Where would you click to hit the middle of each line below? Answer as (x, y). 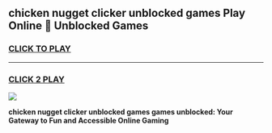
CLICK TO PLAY (40, 49)
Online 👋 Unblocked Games (79, 26)
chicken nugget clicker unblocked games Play (127, 13)
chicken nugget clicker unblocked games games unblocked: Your (121, 111)
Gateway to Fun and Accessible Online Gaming (89, 120)
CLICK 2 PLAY (36, 79)
